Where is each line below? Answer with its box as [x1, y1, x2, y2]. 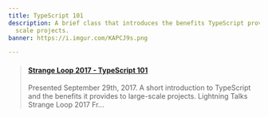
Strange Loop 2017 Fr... [27, 100, 104, 110]
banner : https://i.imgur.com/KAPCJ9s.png [8, 33, 148, 42]
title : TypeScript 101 [8, 11, 84, 20]
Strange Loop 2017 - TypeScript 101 [27, 65, 148, 75]
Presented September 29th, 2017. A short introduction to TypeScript [27, 83, 251, 92]
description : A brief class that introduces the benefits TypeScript [8, 19, 245, 27]
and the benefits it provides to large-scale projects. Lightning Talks [27, 92, 248, 101]
